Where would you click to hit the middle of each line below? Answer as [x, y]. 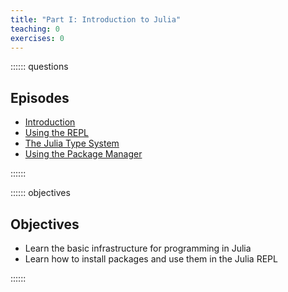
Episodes [40, 97]
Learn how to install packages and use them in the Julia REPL [151, 259]
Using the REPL [57, 133]
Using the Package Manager [83, 154]
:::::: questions [39, 67]
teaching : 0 [35, 29]
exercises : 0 [37, 38]
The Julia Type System [72, 143]
